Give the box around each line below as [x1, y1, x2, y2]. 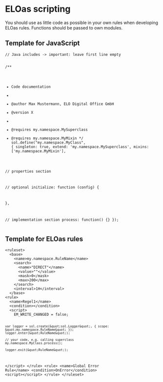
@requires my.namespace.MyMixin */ [11, 136, 84, 141]
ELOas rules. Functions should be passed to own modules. [5, 25, 123, 30]
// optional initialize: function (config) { [5, 185, 99, 190]
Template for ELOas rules [5, 235, 83, 243]
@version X [11, 110, 33, 115]
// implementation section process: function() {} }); [5, 217, 119, 222]
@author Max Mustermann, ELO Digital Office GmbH [11, 102, 114, 106]
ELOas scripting [5, 3, 71, 15]
